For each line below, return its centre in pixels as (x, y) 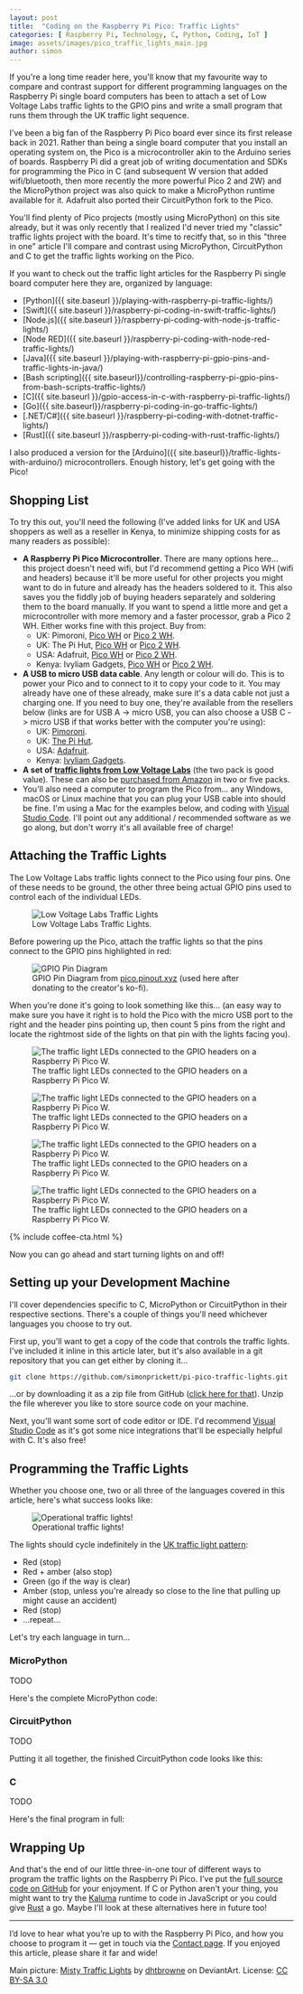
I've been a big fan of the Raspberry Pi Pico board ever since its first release (151, 133)
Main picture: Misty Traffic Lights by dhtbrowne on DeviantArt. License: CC (149, 1970)
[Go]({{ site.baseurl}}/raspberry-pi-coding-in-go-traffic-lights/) (140, 407)
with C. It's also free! (48, 1440)
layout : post (34, 18)
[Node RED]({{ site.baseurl (72, 339)
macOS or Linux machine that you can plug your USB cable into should (154, 798)
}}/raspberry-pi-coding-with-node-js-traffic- (197, 320)
